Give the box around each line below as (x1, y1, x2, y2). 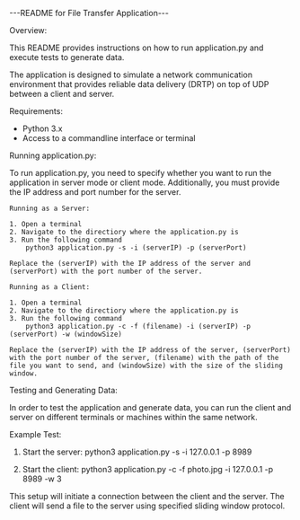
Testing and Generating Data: (9, 385, 119, 395)
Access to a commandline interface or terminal (22, 133, 196, 143)
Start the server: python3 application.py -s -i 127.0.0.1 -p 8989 (22, 446, 252, 457)
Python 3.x (22, 123, 63, 134)
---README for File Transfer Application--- (9, 8, 169, 18)
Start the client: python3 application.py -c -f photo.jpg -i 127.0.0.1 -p (22, 464, 274, 474)
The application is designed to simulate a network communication (9, 69, 253, 80)
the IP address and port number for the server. (9, 187, 181, 197)
